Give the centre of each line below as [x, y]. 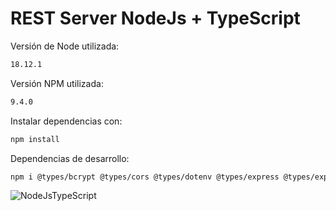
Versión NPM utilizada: [57, 83]
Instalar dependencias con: [66, 121]
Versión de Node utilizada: [65, 46]
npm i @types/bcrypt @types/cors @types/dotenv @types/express [145, 177]
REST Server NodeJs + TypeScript [155, 18]
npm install [35, 139]
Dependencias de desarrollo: [70, 158]
